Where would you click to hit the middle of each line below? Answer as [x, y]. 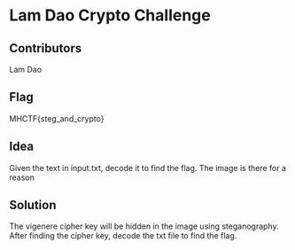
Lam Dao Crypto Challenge [110, 16]
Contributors [46, 48]
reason [22, 177]
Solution [33, 205]
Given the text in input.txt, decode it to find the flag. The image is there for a [147, 168]
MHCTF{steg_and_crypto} [57, 118]
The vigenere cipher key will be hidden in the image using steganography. [144, 226]
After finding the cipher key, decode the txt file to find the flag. [123, 236]
